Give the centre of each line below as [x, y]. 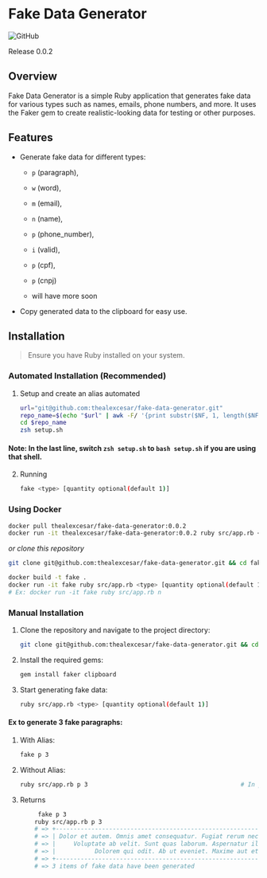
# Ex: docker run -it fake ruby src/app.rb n [85, 592]
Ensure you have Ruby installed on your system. [106, 355]
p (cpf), [43, 265]
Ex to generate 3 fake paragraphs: [66, 723]
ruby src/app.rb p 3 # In [137, 784]
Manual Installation [46, 613]
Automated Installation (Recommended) [87, 376]
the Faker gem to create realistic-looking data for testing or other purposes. [132, 112]
